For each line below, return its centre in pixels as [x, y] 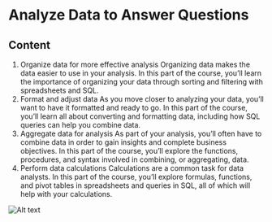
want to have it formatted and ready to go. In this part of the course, [134, 108]
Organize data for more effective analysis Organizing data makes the [135, 64]
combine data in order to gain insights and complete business [123, 142]
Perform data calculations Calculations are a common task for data [132, 168]
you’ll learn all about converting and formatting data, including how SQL [140, 116]
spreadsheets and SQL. [59, 90]
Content [30, 45]
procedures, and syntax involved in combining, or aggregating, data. [134, 159]
